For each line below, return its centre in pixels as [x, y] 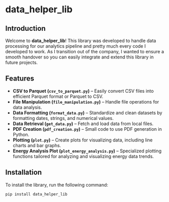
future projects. [22, 62]
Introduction [26, 28]
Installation [24, 173]
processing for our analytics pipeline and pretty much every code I [76, 46]
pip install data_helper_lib [36, 194]
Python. [21, 134]
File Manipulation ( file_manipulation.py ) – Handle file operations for [86, 102]
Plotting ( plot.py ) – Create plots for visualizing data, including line [82, 140]
